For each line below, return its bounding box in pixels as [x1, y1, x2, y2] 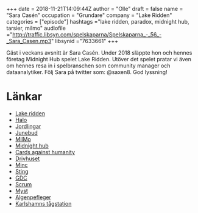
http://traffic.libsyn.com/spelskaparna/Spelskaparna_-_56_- [12, 31, 162, 38]
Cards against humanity [15, 148, 75, 155]
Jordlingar [15, 123, 41, 130]
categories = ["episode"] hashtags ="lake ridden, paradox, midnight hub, [6, 18, 189, 25]
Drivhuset [15, 155, 40, 162]
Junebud [15, 129, 38, 136]
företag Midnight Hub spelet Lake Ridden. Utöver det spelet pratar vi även [6, 56, 192, 63]
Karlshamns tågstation [15, 200, 72, 207]
